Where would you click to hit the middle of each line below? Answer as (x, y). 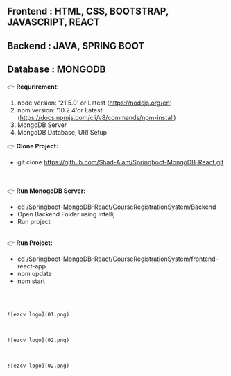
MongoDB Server (42, 125)
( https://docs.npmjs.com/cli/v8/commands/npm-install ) (96, 117)
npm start (31, 281)
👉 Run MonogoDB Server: (46, 191)
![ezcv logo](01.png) (38, 314)
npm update (34, 273)
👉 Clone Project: (33, 146)
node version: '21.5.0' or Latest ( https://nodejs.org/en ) (94, 103)
